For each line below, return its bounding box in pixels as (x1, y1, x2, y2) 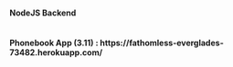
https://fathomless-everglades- (100, 37, 224, 49)
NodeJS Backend (9, 7, 77, 18)
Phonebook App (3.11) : (9, 37, 99, 49)
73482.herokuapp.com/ (9, 47, 103, 58)
